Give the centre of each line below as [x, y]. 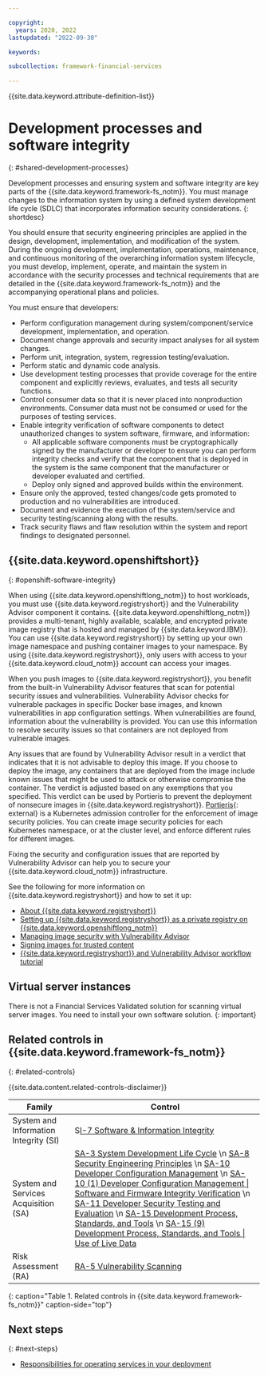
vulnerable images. [39, 738]
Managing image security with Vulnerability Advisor [104, 936]
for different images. [42, 838]
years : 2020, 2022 [46, 30]
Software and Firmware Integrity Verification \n [162, 1193]
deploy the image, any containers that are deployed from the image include [132, 770]
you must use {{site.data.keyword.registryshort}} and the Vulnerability [124, 604]
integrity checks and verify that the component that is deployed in [140, 459]
